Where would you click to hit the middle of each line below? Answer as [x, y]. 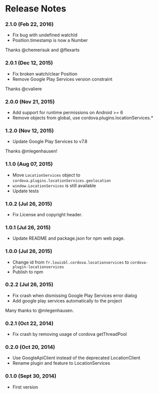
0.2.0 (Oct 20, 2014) [30, 347]
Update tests [25, 191]
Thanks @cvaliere [24, 89]
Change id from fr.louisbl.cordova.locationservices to [71, 262]
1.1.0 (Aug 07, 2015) [29, 164]
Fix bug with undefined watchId [45, 35]
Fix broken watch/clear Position [45, 74]
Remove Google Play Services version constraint [62, 79]
